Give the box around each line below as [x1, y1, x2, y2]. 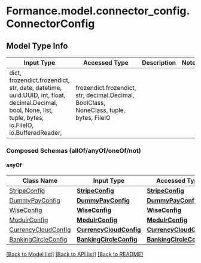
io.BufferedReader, [9, 129, 62, 137]
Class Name [22, 177, 58, 185]
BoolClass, [75, 99, 106, 107]
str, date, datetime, [9, 84, 62, 92]
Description [142, 59, 176, 66]
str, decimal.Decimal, [75, 91, 135, 99]
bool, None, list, [9, 106, 53, 114]
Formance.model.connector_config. [6, 4, 190, 18]
